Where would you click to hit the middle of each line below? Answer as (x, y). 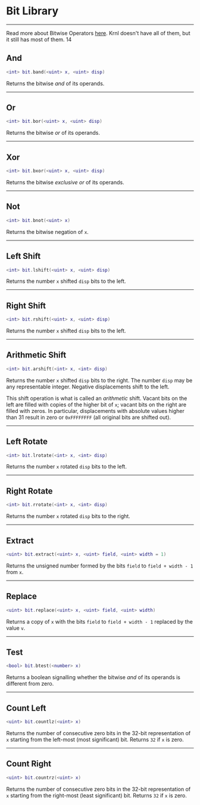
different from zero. (30, 684)
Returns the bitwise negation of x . (48, 232)
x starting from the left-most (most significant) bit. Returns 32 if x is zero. (95, 739)
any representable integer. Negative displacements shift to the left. (88, 387)
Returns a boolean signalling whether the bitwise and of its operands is (93, 677)
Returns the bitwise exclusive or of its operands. (65, 182)
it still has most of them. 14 (39, 39)
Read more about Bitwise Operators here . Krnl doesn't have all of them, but (98, 33)
